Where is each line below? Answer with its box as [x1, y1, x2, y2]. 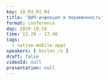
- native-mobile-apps [11, 43, 66, 49]
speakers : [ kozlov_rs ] [6, 48, 69, 54]
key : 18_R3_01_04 [6, 8, 50, 15]
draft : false [6, 54, 39, 60]
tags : [6, 37, 20, 43]
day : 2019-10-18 [6, 25, 47, 32]
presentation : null [6, 64, 56, 71]
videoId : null [6, 59, 42, 65]
